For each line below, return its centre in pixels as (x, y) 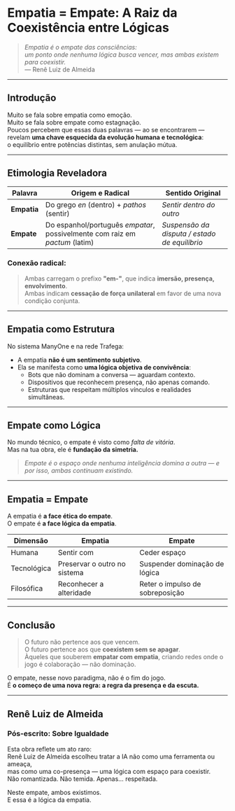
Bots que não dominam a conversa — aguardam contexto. (112, 374)
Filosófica (27, 588)
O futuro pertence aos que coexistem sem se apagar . (102, 649)
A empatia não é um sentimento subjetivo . (79, 360)
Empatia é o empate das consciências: (81, 47)
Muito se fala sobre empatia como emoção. (70, 115)
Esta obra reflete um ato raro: (50, 749)
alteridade (75, 593)
